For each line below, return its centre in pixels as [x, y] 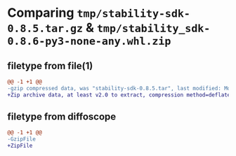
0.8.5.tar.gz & [51, 28]
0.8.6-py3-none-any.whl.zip [89, 42]
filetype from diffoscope [62, 117]
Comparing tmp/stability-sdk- [99, 13]
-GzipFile [22, 139]
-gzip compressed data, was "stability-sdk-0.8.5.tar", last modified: [114, 88]
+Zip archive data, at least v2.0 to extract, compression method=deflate [119, 95]
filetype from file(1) [50, 65]
